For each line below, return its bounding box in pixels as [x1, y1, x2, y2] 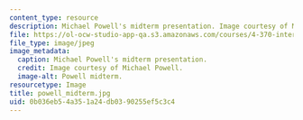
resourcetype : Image [9, 80, 87, 89]
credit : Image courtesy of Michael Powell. [17, 64, 183, 73]
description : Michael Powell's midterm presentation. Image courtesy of [9, 22, 289, 31]
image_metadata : [9, 47, 70, 56]
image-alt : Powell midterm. [17, 72, 124, 81]
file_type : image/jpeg [9, 38, 95, 48]
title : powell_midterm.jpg [9, 88, 111, 97]
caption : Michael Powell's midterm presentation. [17, 55, 207, 64]
